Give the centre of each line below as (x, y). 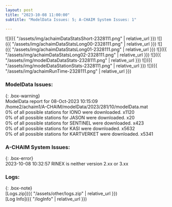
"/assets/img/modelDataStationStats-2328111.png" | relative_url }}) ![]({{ (81, 66)
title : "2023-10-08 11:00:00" (38, 15)
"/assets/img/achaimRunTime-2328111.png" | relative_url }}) (69, 71)
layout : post (19, 10)
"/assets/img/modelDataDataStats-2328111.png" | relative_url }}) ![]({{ (79, 60)
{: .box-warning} (23, 96)
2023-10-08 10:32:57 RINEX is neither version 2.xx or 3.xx (67, 163)
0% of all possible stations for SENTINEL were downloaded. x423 (75, 123)
